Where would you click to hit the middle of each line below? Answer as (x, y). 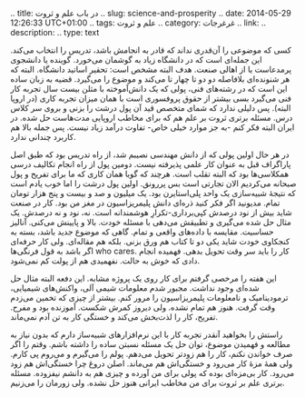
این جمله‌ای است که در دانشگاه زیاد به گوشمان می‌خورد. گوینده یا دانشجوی (136, 60)
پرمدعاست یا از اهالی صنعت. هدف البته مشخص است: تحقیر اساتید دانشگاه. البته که (151, 69)
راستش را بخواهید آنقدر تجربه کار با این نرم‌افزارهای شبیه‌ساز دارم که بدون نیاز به (147, 334)
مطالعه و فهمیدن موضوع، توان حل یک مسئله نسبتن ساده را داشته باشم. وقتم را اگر (151, 344)
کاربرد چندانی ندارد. (43, 137)
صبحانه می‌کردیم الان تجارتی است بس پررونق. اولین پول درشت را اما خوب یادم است (153, 184)
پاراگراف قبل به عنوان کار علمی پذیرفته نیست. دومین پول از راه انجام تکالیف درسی (151, 164)
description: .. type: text (55, 32)
